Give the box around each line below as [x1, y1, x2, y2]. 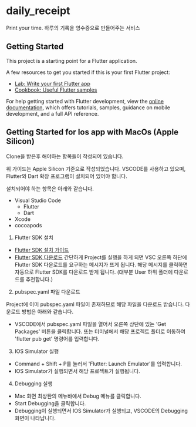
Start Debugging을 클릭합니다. [14, 399, 86, 406]
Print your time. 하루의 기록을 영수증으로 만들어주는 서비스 [6, 24, 140, 31]
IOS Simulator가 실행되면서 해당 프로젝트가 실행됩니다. [14, 367, 141, 374]
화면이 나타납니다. [14, 414, 56, 421]
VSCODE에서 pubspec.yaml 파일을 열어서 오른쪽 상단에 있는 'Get [14, 320, 166, 327]
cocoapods [14, 221, 42, 228]
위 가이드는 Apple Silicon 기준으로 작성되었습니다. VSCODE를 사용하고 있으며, [6, 165, 186, 172]
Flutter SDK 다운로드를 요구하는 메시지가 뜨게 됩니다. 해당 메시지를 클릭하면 [14, 261, 188, 268]
